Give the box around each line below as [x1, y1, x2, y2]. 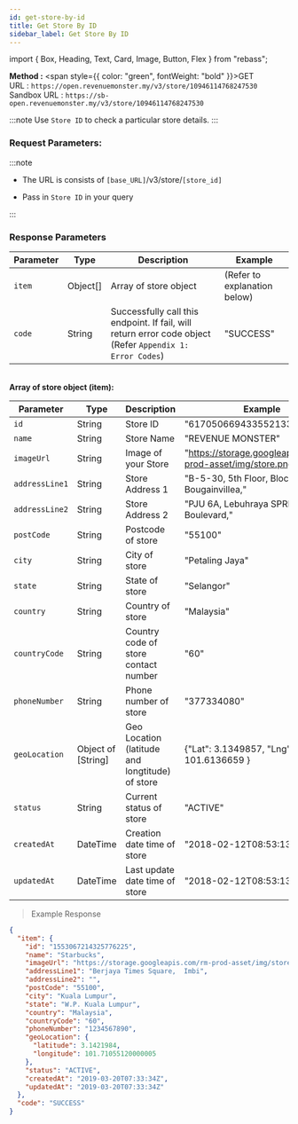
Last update [125, 863, 175, 876]
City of [125, 548, 153, 561]
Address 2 [125, 508, 169, 521]
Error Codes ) [110, 350, 165, 362]
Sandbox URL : [9, 90, 64, 100]
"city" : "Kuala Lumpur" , [25, 991, 117, 1001]
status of [125, 801, 162, 814]
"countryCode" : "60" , [25, 1017, 105, 1026]
